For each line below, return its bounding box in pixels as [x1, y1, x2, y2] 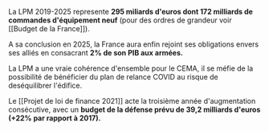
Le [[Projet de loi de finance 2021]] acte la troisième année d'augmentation [8, 96, 256, 105]
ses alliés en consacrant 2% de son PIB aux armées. [8, 48, 183, 57]
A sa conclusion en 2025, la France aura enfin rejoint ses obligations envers [8, 39, 259, 49]
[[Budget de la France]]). [8, 24, 90, 33]
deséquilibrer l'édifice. [8, 80, 83, 90]
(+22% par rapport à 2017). [8, 113, 101, 123]
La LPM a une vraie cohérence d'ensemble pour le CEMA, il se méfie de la [8, 63, 254, 73]
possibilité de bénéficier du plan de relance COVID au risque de [8, 72, 218, 81]
